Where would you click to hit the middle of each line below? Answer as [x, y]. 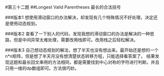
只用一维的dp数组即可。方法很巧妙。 [42, 68]
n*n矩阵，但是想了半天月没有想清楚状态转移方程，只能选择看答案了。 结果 [80, 56]
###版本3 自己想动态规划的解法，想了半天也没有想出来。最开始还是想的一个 [82, 50]
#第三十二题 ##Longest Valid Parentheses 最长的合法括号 [63, 7]
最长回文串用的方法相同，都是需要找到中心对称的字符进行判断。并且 [91, 62]
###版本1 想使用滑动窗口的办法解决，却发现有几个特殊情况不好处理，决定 [79, 17]
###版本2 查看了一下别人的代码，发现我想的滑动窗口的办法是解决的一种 [78, 34]
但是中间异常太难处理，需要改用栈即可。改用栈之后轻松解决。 [76, 40]
